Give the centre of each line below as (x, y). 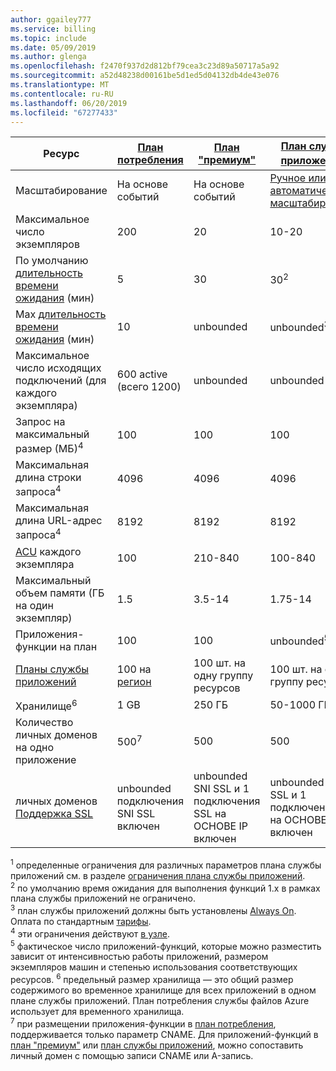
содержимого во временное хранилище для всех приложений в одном (163, 990)
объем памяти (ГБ (60, 593)
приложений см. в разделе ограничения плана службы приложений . (158, 875)
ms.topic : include (48, 38)
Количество (44, 723)
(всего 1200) (149, 386)
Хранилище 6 (46, 705)
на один (34, 605)
